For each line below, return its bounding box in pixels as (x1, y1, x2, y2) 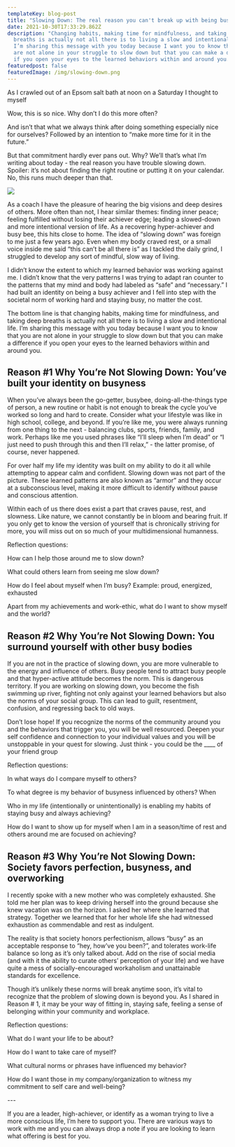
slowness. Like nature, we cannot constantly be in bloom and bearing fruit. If (7, 512, 228, 521)
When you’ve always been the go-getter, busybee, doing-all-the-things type (7, 396, 227, 404)
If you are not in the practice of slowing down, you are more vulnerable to (7, 659, 219, 668)
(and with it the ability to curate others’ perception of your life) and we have (7, 956, 225, 964)
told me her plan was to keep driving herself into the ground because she (7, 898, 219, 906)
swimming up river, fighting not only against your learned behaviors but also (7, 689, 227, 698)
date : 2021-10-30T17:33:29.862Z (7, 23, 101, 30)
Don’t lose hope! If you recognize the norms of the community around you (7, 718, 221, 726)
